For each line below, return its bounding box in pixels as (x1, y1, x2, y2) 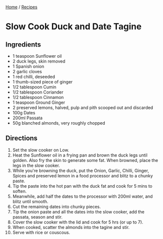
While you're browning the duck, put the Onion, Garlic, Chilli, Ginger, (12, 167, 149, 174)
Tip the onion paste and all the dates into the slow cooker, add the (12, 208, 145, 215)
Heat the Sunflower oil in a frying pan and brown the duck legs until (12, 152, 147, 158)
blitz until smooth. (12, 198, 49, 204)
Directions (5, 134, 38, 143)
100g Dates (12, 110, 35, 115)
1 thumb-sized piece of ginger (12, 79, 73, 84)
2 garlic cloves (12, 69, 42, 74)
